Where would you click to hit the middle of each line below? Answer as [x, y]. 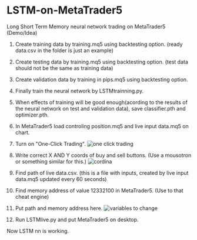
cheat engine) [32, 196]
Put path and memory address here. [59, 208]
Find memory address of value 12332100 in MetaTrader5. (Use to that [99, 190]
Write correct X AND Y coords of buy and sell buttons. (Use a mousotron [103, 155]
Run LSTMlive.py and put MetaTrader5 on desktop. [77, 219]
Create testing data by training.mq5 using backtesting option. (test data [102, 62]
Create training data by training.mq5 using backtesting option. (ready [99, 44]
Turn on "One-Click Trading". [50, 144]
